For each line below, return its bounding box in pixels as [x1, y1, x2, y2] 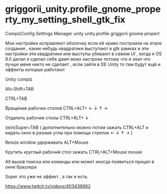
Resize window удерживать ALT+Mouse [5, 139, 89, 145]
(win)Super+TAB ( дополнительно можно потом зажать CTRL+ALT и [5, 124, 149, 130]
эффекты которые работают [5, 66, 65, 73]
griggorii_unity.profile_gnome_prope [5, 3, 161, 15]
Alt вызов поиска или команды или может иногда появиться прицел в [5, 158, 155, 165]
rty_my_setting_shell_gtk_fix [5, 14, 126, 25]
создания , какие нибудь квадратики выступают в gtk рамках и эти [5, 45, 149, 51]
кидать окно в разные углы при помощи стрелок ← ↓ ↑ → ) [5, 129, 133, 135]
